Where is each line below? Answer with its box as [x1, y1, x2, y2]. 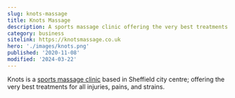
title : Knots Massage [7, 17, 71, 24]
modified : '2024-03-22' [7, 56, 77, 63]
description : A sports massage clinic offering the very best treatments [7, 23, 229, 30]
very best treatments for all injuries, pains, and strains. [7, 82, 165, 91]
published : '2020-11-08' [7, 50, 80, 57]
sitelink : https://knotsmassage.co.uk [7, 36, 121, 43]
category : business [7, 29, 65, 37]
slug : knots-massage [7, 10, 68, 17]
